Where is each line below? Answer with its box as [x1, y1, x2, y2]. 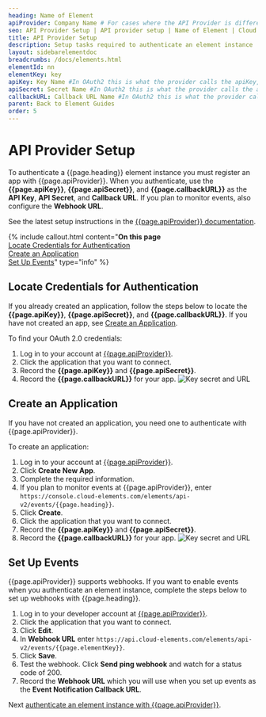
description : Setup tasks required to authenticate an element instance [8, 41, 253, 49]
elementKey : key [8, 71, 62, 78]
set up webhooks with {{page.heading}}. [8, 593, 141, 603]
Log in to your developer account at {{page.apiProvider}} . [19, 609, 208, 619]
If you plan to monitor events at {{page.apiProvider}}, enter [19, 482, 212, 492]
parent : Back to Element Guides [8, 100, 115, 108]
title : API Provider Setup [8, 33, 97, 42]
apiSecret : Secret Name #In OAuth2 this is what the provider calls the [8, 85, 253, 93]
